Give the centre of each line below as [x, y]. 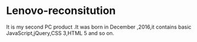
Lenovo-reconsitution [61, 11]
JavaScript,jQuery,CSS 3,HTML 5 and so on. [60, 33]
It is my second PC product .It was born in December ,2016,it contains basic [99, 27]
